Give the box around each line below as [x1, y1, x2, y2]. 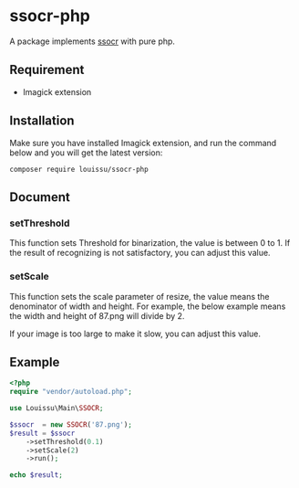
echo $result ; [9, 471, 64, 480]
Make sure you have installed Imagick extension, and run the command [9, 137, 277, 148]
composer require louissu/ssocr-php [9, 164, 149, 174]
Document [9, 189, 70, 205]
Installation [9, 113, 75, 129]
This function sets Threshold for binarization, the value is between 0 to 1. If [9, 238, 291, 249]
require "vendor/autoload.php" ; [9, 387, 132, 397]
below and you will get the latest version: [9, 147, 163, 158]
